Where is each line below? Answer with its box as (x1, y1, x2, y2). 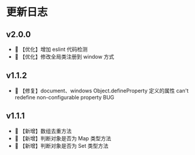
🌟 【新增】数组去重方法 (14, 127, 72, 134)
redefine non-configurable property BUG (14, 93, 115, 101)
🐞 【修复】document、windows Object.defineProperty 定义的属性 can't (14, 87, 189, 94)
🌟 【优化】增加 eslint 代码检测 (14, 46, 87, 53)
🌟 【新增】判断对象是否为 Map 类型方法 (14, 134, 111, 142)
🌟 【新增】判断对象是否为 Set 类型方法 (14, 142, 109, 149)
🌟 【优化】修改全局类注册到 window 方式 (14, 53, 115, 60)
